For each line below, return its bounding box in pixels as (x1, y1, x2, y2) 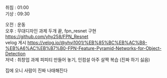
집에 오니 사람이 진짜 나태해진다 (5, 67, 68, 73)
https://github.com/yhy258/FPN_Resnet (5, 33, 89, 40)
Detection (5, 51, 26, 57)
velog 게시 (5, 40, 26, 46)
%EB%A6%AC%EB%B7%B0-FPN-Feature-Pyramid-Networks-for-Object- (5, 45, 162, 51)
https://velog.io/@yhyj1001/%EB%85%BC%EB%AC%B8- (27, 40, 147, 46)
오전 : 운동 (5, 22, 26, 27)
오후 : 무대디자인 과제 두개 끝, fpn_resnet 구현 (5, 28, 96, 34)
